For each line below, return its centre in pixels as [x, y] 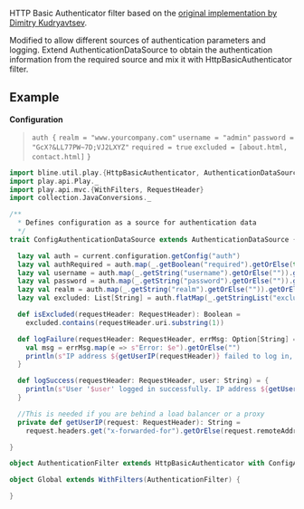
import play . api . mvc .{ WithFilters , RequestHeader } [107, 189]
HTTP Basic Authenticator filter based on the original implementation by [143, 13]
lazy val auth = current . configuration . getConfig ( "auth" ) [129, 256]
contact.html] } [61, 157]
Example [34, 97]
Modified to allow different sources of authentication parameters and [138, 40]
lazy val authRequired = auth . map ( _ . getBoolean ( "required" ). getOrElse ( [156, 264]
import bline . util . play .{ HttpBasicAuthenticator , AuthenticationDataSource [155, 173]
